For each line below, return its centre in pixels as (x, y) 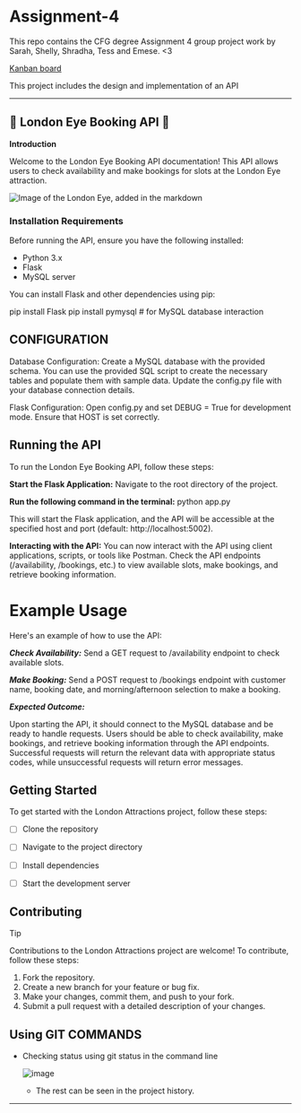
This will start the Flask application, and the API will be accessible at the (142, 518)
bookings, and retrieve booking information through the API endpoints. (139, 743)
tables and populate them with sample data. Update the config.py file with (146, 380)
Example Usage (69, 610)
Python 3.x (42, 258)
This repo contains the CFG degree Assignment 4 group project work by (142, 41)
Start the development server (77, 883)
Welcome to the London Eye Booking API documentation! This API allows (144, 161)
